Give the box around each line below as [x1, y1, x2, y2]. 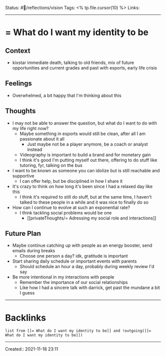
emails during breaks [12, 248, 55, 254]
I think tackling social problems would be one [19, 210, 112, 215]
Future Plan [5, 229, 41, 238]
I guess [19, 290, 35, 296]
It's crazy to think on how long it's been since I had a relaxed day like [12, 183, 153, 189]
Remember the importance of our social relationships [19, 280, 128, 285]
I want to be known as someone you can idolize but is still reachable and [12, 167, 160, 173]
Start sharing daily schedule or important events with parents [12, 258, 137, 264]
